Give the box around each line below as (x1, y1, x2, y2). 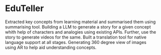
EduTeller (5, 3, 44, 14)
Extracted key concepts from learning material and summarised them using (5, 19, 156, 25)
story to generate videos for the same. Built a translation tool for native (5, 34, 147, 40)
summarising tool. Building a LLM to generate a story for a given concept (5, 24, 151, 29)
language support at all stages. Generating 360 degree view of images (5, 39, 147, 45)
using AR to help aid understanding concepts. (5, 44, 97, 50)
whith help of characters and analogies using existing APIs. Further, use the (5, 29, 157, 35)
